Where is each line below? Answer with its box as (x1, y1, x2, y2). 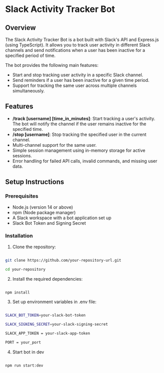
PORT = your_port (5, 340, 41, 345)
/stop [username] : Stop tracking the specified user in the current (12, 131, 147, 137)
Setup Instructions (5, 178, 64, 186)
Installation (5, 232, 33, 239)
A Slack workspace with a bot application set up (12, 215, 112, 221)
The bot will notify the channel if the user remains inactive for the (12, 121, 147, 127)
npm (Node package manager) (12, 209, 76, 215)
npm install (5, 290, 30, 295)
